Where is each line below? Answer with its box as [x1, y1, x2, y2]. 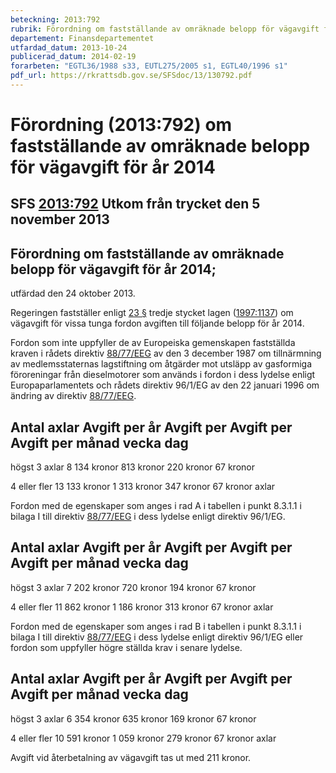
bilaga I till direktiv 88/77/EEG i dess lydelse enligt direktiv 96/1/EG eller [10, 631, 304, 643]
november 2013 [10, 211, 110, 228]
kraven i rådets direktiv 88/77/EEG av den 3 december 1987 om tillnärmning [10, 347, 322, 360]
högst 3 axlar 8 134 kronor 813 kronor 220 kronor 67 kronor [10, 461, 255, 473]
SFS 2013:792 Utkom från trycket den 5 [10, 196, 261, 213]
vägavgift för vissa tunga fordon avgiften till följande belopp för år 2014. [10, 317, 305, 330]
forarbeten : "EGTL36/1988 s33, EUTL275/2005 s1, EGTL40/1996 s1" [10, 61, 288, 71]
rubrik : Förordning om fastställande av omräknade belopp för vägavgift [10, 24, 320, 34]
